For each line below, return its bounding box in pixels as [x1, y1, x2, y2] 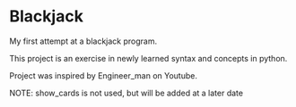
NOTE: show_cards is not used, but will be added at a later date [9, 87, 244, 98]
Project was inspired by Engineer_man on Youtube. [9, 70, 197, 81]
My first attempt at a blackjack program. [9, 36, 158, 46]
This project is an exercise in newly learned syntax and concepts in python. [9, 53, 288, 63]
